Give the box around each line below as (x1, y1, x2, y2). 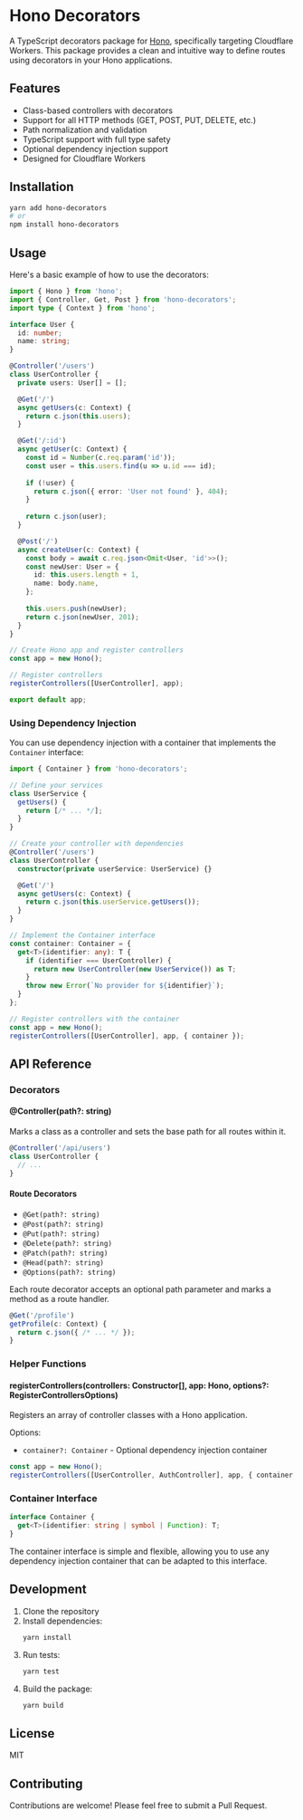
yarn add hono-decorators (9, 203, 107, 213)
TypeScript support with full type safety (22, 133, 171, 145)
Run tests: (22, 1649, 61, 1660)
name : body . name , (33, 579, 99, 589)
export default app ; (9, 694, 88, 704)
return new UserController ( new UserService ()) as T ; (33, 964, 237, 973)
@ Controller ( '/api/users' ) (9, 1144, 111, 1153)
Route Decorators (9, 1188, 77, 1200)
